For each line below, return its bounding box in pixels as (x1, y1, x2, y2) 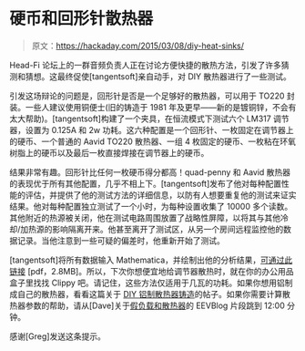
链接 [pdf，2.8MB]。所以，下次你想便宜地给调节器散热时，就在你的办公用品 (9, 265, 294, 276)
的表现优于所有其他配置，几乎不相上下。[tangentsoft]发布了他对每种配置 (9, 178, 282, 189)
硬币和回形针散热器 (9, 8, 154, 29)
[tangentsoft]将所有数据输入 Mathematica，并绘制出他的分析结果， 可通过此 (9, 254, 293, 265)
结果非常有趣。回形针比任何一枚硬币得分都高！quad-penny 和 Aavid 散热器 (9, 166, 291, 178)
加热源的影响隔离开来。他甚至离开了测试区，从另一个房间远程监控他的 (20, 223, 284, 234)
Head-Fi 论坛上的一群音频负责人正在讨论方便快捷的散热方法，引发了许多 (9, 59, 282, 70)
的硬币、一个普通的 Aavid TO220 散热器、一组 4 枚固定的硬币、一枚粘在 (9, 136, 280, 147)
